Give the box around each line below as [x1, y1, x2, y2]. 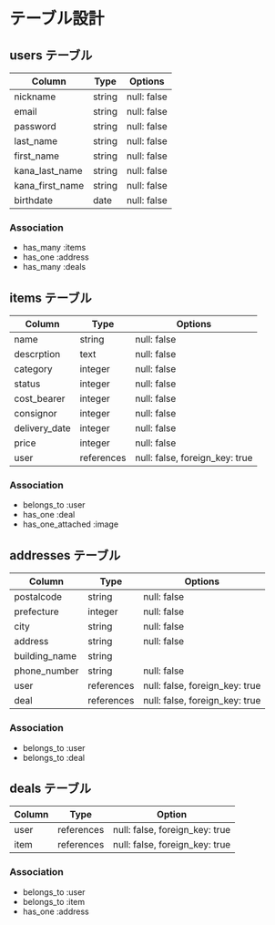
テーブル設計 [9, 8, 105, 29]
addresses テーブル [9, 548, 121, 563]
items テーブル [9, 290, 93, 305]
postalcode [14, 591, 62, 603]
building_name [14, 650, 77, 663]
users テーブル [9, 47, 93, 63]
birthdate [14, 194, 53, 206]
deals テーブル [9, 780, 92, 796]
